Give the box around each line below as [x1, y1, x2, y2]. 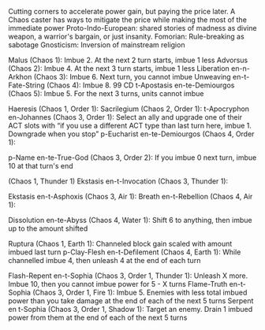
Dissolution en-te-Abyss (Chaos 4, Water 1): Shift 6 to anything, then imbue [8, 216, 252, 224]
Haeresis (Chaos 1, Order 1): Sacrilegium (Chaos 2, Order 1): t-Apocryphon [8, 104, 250, 113]
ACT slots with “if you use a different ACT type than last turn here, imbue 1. [8, 121, 252, 130]
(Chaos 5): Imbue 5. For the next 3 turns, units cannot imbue [8, 89, 204, 98]
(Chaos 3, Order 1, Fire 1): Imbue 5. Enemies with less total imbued [32, 287, 248, 297]
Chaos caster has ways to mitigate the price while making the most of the [8, 15, 247, 24]
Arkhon [8, 72, 32, 81]
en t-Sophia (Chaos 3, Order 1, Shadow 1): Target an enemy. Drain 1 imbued [8, 305, 253, 313]
